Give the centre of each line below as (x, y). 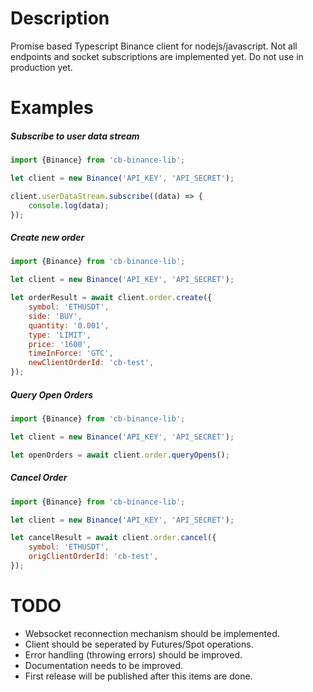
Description (60, 18)
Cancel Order (39, 478)
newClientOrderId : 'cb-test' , (91, 363)
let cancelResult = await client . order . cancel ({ (113, 538)
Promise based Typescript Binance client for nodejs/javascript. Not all (154, 46)
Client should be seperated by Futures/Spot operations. (139, 644)
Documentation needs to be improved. (104, 665)
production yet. (41, 67)
